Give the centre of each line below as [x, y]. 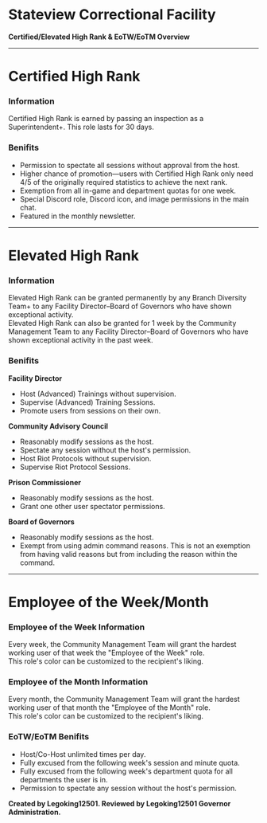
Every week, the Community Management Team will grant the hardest [122, 644]
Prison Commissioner [45, 482]
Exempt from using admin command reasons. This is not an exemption [135, 545]
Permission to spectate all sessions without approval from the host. [130, 165]
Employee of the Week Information [77, 627]
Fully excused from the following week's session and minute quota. [130, 762]
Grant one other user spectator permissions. [92, 506]
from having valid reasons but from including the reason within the [128, 554]
